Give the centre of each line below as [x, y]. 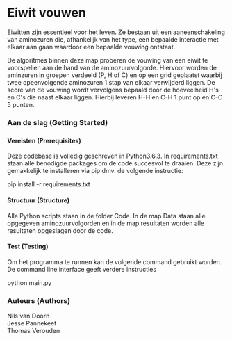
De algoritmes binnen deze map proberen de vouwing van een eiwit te [108, 60]
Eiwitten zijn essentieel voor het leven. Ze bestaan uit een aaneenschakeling [116, 32]
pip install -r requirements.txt [49, 184]
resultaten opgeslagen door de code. [60, 230]
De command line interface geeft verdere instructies [82, 269]
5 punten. [21, 104]
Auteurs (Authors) [39, 300]
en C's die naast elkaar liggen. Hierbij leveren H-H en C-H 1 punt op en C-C [115, 97]
